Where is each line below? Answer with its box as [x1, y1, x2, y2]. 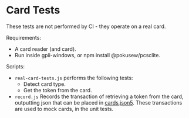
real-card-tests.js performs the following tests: [14, 74, 133, 81]
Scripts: [6, 63, 25, 70]
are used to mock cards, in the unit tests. [14, 105, 114, 112]
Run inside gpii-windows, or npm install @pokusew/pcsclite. [14, 51, 160, 58]
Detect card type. [23, 80, 66, 88]
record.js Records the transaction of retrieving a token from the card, [14, 93, 184, 100]
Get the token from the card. [23, 86, 92, 93]
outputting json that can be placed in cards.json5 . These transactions [14, 99, 183, 106]
